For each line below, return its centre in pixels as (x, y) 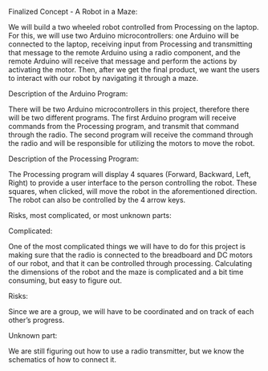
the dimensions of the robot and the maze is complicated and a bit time (126, 272)
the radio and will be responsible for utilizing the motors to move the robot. (132, 143)
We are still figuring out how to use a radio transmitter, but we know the (126, 351)
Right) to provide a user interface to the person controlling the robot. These (133, 183)
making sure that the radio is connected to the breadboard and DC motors (131, 255)
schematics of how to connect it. (62, 359)
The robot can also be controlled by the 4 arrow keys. (97, 200)
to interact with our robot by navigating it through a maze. (104, 78)
